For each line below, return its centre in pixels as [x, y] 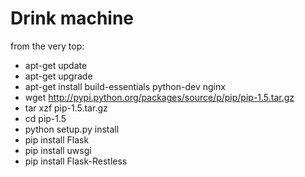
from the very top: [47, 46]
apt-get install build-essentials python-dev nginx [125, 86]
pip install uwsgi [58, 150]
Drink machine [72, 18]
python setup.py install [72, 129]
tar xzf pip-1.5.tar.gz [66, 108]
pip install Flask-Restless [76, 161]
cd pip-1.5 [45, 118]
